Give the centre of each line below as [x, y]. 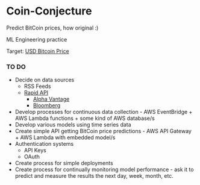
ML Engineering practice [37, 39]
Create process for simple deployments [64, 163]
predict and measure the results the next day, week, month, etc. [94, 176]
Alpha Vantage [51, 99]
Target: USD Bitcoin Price [38, 51]
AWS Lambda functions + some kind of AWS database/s [85, 118]
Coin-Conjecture [49, 11]
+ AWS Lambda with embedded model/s [65, 137]
